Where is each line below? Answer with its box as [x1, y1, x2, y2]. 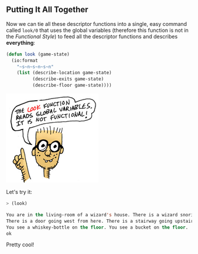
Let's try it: [6, 189, 32, 196]
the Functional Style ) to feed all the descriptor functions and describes [6, 32, 178, 40]
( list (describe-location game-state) [16, 70, 112, 76]
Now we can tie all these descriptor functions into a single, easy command [6, 20, 187, 27]
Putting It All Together [6, 5, 88, 15]
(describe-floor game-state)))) [32, 83, 112, 88]
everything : [6, 39, 35, 46]
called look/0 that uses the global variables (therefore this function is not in [6, 27, 189, 34]
